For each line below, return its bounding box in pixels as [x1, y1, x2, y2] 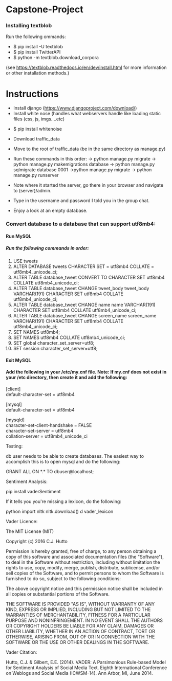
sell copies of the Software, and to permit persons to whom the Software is [6, 570, 164, 576]
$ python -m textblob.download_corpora [13, 55, 99, 61]
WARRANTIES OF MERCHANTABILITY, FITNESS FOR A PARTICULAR [6, 612, 150, 618]
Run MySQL [6, 233, 32, 239]
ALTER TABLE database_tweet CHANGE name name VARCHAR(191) [13, 301, 156, 308]
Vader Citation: [6, 649, 37, 655]
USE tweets [13, 258, 38, 264]
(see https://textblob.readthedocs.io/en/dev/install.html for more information [6, 64, 167, 70]
